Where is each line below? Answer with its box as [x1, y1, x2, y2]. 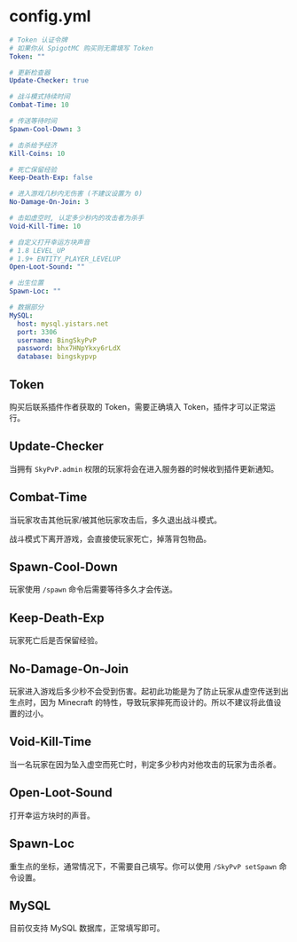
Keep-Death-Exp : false [9, 173, 93, 183]
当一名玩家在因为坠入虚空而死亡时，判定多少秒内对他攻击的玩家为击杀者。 [9, 758, 281, 769]
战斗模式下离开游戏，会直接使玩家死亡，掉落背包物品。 [9, 533, 211, 544]
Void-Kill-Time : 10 [9, 222, 82, 231]
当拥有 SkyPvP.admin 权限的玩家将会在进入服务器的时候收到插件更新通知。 [9, 463, 279, 474]
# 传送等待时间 [9, 117, 58, 126]
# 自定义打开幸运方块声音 [9, 238, 90, 247]
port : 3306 [17, 327, 58, 336]
